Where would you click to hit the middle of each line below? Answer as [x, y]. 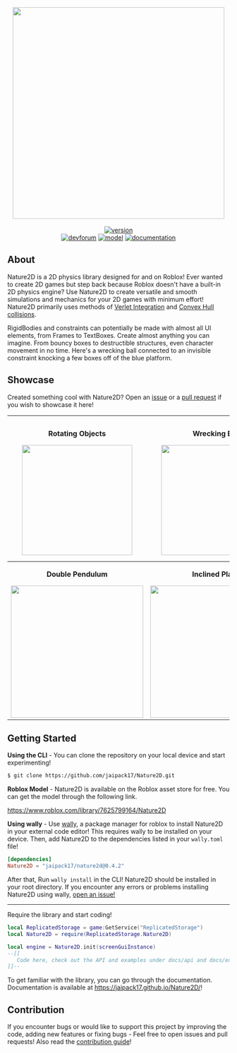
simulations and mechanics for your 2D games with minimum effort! [106, 299]
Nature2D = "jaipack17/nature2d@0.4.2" [66, 866]
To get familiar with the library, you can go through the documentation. [110, 980]
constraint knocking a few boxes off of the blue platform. [90, 358]
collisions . [22, 314]
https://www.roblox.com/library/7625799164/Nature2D [87, 810]
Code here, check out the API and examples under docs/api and [111, 960]
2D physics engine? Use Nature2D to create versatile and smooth [102, 291]
